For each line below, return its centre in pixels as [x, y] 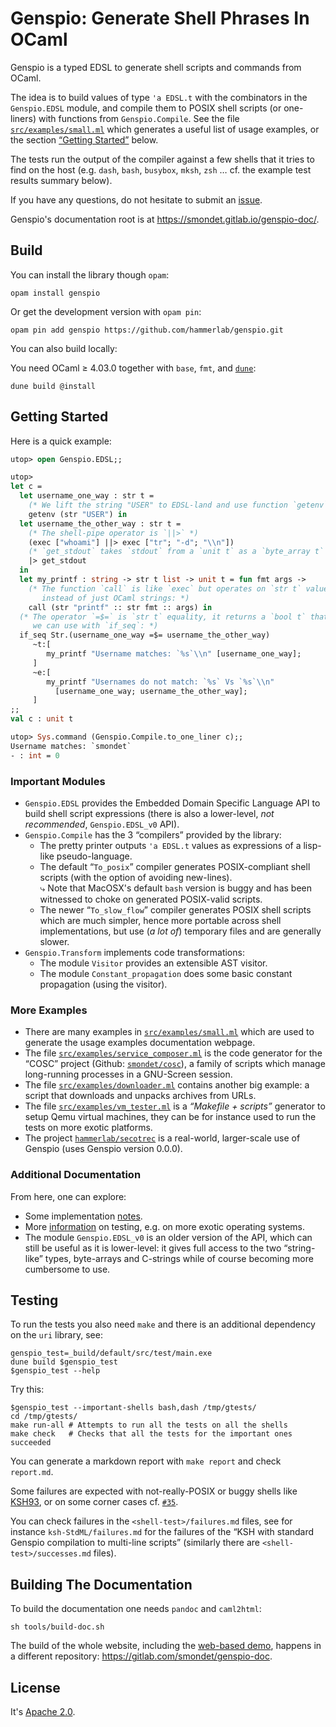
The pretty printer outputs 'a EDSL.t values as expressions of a [170, 845]
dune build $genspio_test [64, 1362]
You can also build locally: [64, 348]
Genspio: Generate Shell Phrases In [160, 18]
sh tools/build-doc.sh [57, 1627]
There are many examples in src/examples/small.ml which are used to [169, 1032]
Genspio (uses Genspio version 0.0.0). [103, 1149]
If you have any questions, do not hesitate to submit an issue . [136, 199]
